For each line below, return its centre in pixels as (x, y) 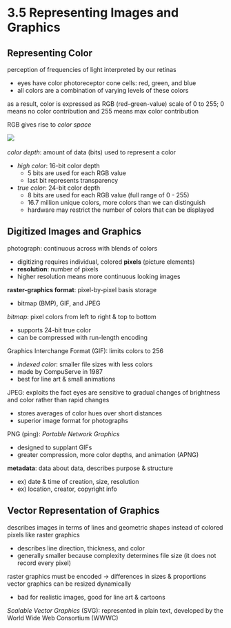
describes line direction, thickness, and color (81, 548)
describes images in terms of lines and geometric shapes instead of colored (115, 527)
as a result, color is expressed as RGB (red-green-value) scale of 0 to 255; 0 (115, 104)
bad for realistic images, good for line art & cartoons (91, 597)
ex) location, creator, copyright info (67, 489)
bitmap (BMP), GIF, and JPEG (59, 303)
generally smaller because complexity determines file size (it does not (117, 555)
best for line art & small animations (66, 379)
